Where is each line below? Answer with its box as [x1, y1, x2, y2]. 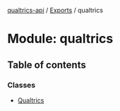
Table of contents [7, 59, 86, 71]
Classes [7, 80, 36, 90]
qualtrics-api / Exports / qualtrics [7, 6, 104, 14]
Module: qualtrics [7, 31, 114, 47]
